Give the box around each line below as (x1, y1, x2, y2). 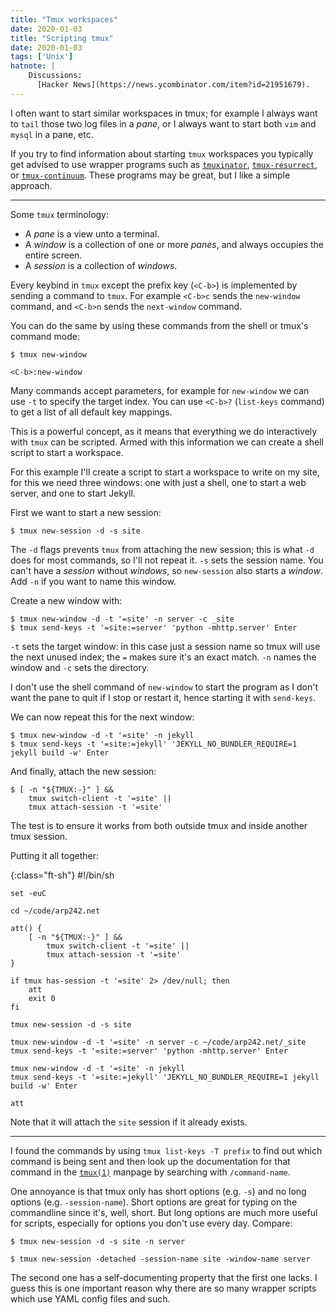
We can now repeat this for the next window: (10, 711, 195, 723)
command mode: (10, 330, 80, 342)
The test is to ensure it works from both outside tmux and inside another (10, 819, 308, 831)
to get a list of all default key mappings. (10, 406, 173, 418)
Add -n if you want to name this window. (10, 575, 177, 587)
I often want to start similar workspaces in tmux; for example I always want (10, 107, 318, 119)
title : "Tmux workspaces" (10, 14, 118, 25)
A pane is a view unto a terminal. (24, 227, 160, 240)
